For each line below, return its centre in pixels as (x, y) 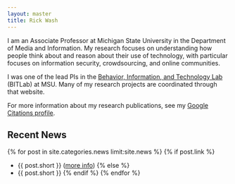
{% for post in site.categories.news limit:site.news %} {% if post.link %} (111, 152)
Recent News (37, 135)
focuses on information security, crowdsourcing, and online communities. (114, 63)
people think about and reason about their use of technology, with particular (118, 55)
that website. (26, 92)
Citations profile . (31, 113)
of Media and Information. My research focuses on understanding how (110, 48)
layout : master (30, 14)
